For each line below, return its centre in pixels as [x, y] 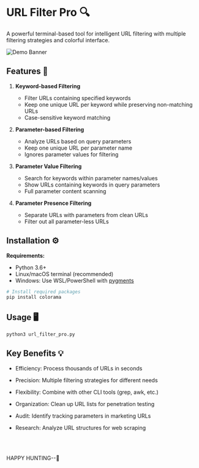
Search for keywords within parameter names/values [91, 178]
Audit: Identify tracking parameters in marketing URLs [83, 416]
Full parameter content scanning [65, 191]
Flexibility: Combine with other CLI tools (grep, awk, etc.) [87, 392]
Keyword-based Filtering [48, 86]
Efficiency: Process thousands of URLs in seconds [79, 368]
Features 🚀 [27, 71]
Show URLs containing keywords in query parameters [92, 185]
